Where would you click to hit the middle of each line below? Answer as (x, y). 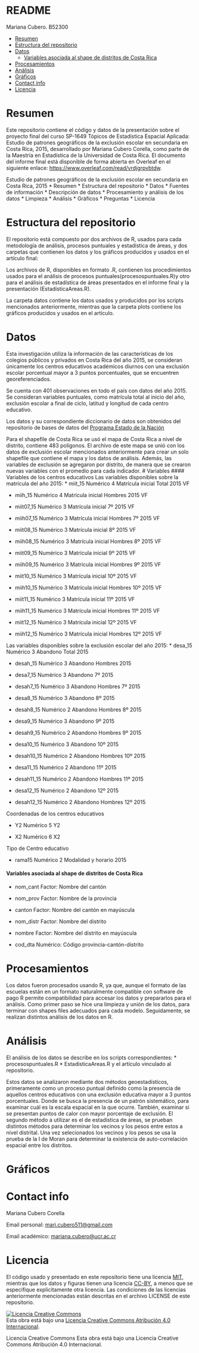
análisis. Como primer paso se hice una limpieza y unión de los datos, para (98, 1004)
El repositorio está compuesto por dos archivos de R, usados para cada (94, 239)
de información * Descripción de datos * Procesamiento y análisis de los (95, 192)
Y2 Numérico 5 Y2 (38, 825)
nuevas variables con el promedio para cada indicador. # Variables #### (95, 471)
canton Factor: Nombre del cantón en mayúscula (75, 910)
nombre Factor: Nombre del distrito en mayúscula (76, 933)
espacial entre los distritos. (39, 1145)
